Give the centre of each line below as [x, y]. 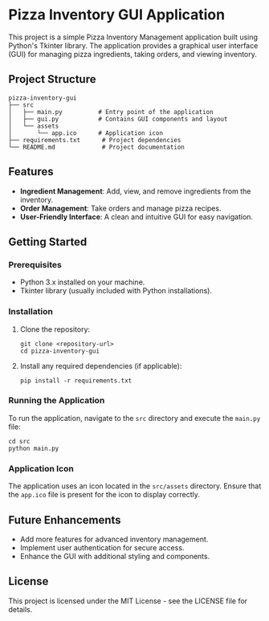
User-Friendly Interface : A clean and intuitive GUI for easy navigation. [137, 217]
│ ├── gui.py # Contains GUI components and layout [118, 119]
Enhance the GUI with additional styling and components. [115, 556]
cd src [19, 441]
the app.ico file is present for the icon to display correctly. [104, 495]
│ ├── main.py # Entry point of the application [111, 112]
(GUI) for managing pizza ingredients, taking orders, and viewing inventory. [132, 54]
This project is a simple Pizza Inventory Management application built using [133, 37]
